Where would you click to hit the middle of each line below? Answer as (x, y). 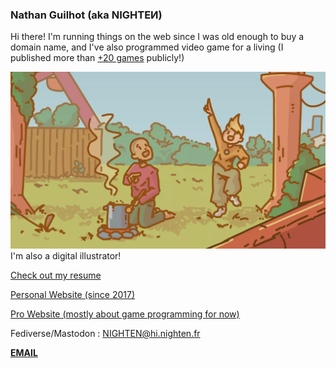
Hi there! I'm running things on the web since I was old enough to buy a (157, 37)
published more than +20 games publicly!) (97, 58)
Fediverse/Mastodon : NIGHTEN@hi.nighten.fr (105, 334)
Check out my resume (56, 275)
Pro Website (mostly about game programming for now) (125, 314)
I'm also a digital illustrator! (66, 256)
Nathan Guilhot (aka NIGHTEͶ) (86, 15)
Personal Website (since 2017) (73, 295)
